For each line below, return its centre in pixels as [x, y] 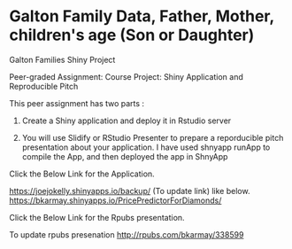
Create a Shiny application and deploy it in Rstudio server [127, 121]
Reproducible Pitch [44, 86]
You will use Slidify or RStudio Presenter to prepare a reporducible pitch [153, 137]
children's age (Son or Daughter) [132, 35]
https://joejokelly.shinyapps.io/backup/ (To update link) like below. [130, 191]
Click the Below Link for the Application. [82, 174]
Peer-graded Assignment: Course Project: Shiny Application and [126, 76]
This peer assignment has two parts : [77, 103]
